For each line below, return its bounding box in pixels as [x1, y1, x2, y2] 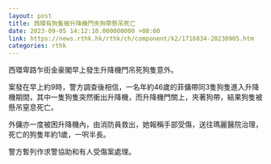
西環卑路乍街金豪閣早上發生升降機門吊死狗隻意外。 [8, 65, 178, 75]
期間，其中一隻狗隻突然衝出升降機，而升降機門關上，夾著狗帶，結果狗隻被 [15, 92, 263, 102]
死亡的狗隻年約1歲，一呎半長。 [8, 130, 110, 140]
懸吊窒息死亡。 [8, 103, 58, 112]
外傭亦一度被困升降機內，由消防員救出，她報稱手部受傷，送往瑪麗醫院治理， [8, 120, 263, 129]
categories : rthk [8, 42, 67, 50]
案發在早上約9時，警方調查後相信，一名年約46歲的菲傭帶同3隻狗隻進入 [8, 82, 246, 92]
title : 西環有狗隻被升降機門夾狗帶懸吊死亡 [8, 19, 136, 27]
